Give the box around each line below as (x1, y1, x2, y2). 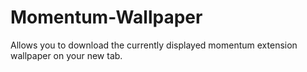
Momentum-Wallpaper (10, 6, 203, 29)
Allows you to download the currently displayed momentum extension (10, 39, 298, 51)
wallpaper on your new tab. (10, 49, 123, 61)
